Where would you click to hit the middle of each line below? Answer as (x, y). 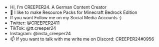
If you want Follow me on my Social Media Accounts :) (66, 18)
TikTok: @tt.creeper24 (33, 28)
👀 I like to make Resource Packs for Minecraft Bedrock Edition (73, 12)
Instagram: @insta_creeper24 (40, 33)
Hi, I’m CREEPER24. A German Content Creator (58, 7)
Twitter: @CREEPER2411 (35, 23)
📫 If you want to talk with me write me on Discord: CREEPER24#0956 (82, 39)
